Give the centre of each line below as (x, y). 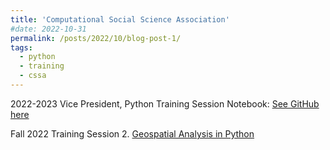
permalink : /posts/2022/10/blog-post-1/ (96, 38)
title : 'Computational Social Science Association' (120, 19)
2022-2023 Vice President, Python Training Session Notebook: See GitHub (165, 103)
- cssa (33, 76)
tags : (21, 47)
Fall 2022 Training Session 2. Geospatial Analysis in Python (132, 133)
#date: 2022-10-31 (48, 29)
